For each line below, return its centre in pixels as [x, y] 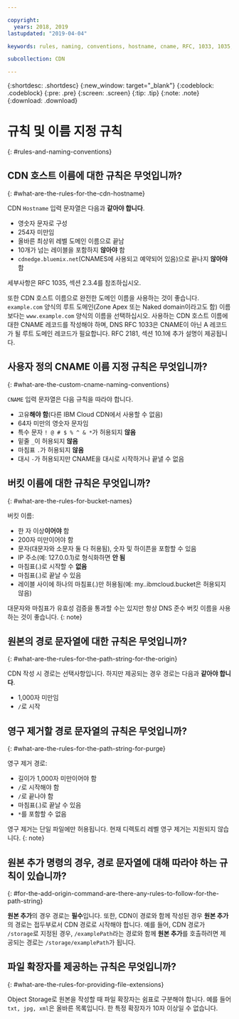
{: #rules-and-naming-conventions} [60, 152]
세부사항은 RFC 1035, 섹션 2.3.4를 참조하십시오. [74, 282]
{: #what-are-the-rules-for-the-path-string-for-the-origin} [92, 659]
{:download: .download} [43, 101]
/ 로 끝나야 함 [36, 796]
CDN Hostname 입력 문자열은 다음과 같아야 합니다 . [76, 208]
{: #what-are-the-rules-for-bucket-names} [70, 501]
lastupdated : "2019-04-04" [47, 33]
